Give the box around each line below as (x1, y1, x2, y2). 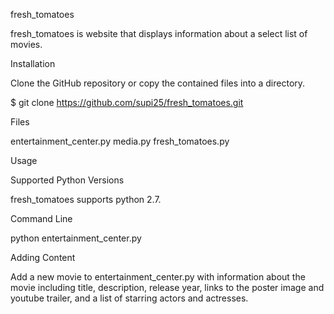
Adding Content (10, 252, 76, 263)
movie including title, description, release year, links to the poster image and (10, 282, 325, 293)
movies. (10, 39, 43, 50)
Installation (10, 58, 56, 69)
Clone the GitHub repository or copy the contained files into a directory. (10, 77, 306, 89)
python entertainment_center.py (10, 232, 142, 244)
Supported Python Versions (10, 174, 125, 186)
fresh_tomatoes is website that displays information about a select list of (10, 28, 308, 39)
